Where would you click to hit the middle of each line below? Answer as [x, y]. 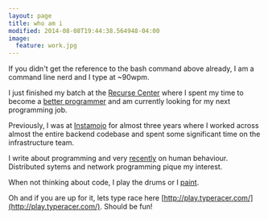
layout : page [30, 16]
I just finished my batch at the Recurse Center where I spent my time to [126, 93]
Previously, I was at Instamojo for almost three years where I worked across [134, 126]
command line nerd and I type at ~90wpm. [79, 77]
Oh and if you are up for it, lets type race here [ [87, 198]
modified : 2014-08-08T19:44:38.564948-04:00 [84, 31]
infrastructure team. [41, 143]
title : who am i [35, 23]
